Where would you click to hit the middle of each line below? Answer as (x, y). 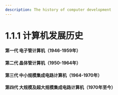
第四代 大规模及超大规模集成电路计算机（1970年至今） (60, 88)
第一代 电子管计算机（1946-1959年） (43, 50)
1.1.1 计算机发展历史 (44, 36)
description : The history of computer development (58, 10)
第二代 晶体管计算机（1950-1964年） (43, 63)
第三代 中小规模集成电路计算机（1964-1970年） (54, 75)
